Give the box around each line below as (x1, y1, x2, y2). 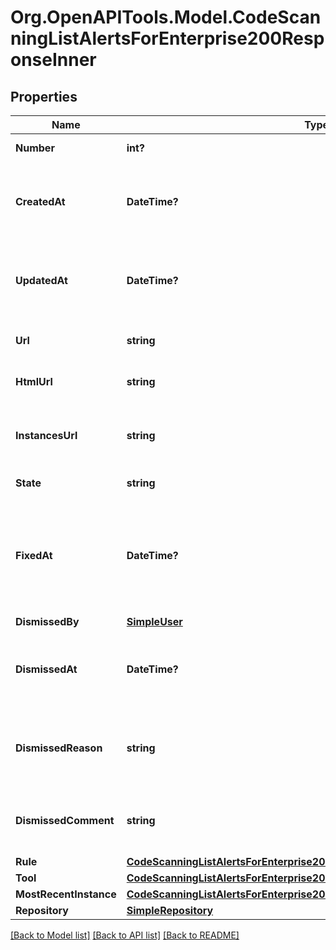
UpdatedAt (15, 274, 68, 287)
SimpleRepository (126, 904, 214, 917)
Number (15, 141, 55, 155)
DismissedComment (15, 814, 115, 827)
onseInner (10, 49, 97, 71)
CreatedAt (15, 195, 66, 208)
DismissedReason (15, 741, 103, 755)
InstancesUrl (15, 429, 78, 442)
